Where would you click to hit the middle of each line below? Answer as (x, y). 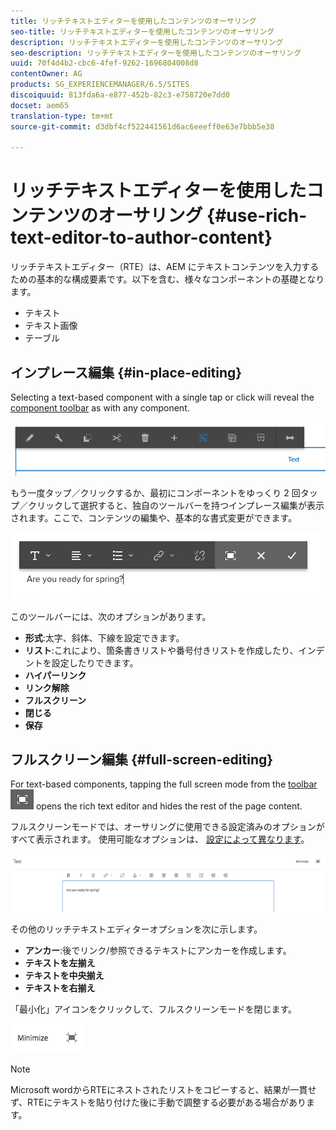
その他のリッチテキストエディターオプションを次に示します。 (136, 929)
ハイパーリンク (55, 675)
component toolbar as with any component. (100, 408)
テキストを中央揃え (64, 975)
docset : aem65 (40, 105)
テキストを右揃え (60, 987)
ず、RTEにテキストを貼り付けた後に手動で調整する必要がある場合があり (158, 1102)
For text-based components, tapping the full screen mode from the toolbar (164, 784)
